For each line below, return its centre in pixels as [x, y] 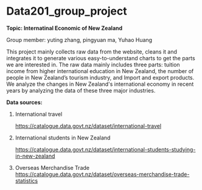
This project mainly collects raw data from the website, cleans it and [92, 51]
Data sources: [24, 102]
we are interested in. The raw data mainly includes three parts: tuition [93, 65]
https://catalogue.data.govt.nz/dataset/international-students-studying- [105, 149]
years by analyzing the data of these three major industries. [81, 90]
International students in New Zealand [63, 138]
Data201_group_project [67, 11]
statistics [26, 180]
